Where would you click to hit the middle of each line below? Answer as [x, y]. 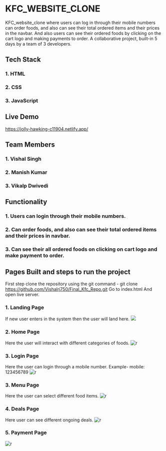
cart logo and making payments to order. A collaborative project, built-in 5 [81, 39]
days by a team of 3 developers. [38, 44]
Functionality [26, 202]
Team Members [30, 145]
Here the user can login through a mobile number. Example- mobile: [75, 366]
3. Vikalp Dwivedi [27, 186]
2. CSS [13, 87]
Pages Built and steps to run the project [68, 272]
